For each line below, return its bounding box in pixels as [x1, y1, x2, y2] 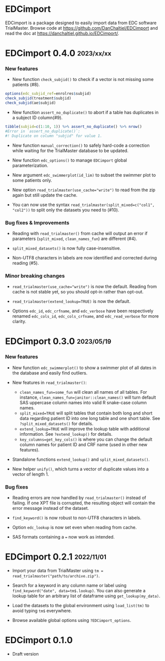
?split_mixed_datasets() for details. [19, 420, 94, 426]
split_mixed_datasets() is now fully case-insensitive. [12, 245, 121, 251]
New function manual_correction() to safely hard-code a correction [12, 142, 150, 148]
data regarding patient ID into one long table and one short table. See [19, 415, 160, 421]
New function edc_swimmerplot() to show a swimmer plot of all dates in [12, 365, 157, 371]
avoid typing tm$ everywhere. [12, 608, 72, 614]
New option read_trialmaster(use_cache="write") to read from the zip [12, 187, 156, 193]
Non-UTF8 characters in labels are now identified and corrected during [12, 254, 157, 260]
